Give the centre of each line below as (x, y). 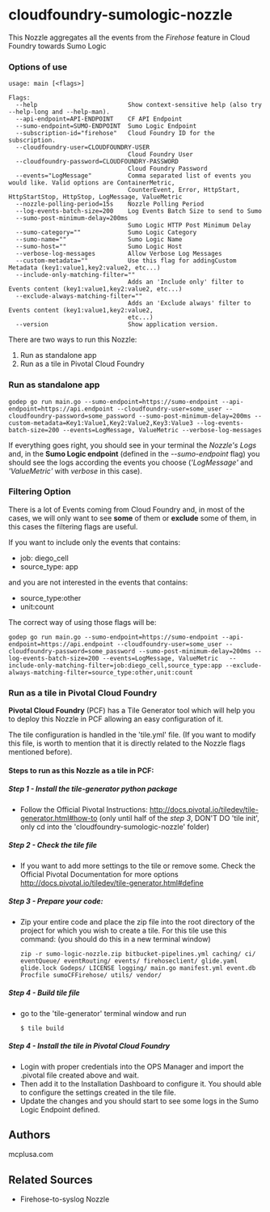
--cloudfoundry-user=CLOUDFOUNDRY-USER (83, 147)
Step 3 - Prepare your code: (56, 901)
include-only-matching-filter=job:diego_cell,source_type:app (115, 666)
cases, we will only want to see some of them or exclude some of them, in (133, 518)
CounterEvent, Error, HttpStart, (184, 190)
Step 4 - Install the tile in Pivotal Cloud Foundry (89, 1046)
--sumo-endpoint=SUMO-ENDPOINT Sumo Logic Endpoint (106, 126)
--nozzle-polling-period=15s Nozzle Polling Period (110, 204)
